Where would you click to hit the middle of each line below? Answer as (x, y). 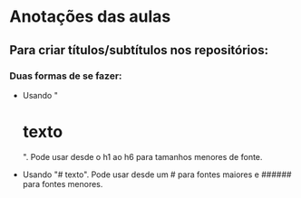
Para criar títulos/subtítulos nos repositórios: (139, 50)
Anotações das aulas (90, 17)
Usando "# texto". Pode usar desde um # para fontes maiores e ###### (157, 174)
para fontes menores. (63, 184)
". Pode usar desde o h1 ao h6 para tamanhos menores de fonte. (142, 156)
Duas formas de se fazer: (66, 76)
